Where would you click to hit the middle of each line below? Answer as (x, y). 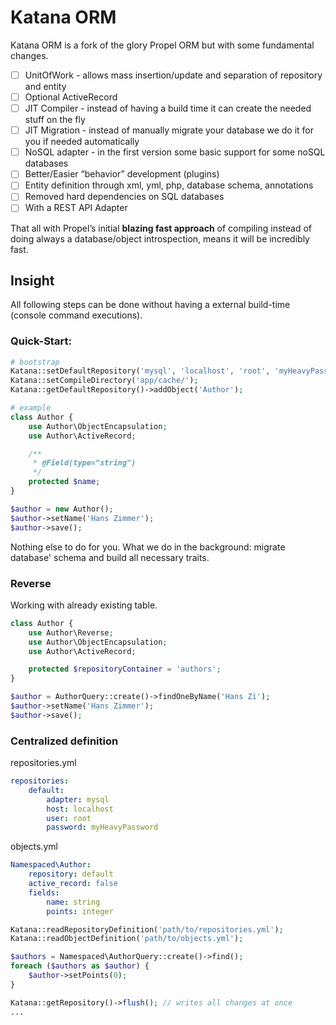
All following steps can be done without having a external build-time (150, 305)
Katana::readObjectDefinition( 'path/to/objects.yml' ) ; (127, 939)
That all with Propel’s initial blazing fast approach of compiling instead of (161, 228)
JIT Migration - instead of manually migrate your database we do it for (169, 130)
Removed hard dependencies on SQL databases (124, 197)
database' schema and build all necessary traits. (110, 557)
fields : (44, 892)
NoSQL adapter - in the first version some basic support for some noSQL (175, 152)
